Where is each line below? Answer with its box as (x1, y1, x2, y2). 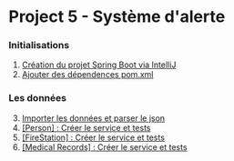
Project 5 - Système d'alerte (8, 6, 226, 27)
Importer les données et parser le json (21, 112, 166, 124)
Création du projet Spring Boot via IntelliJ (21, 59, 177, 70)
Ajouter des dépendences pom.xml (21, 69, 154, 80)
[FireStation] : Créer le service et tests (21, 132, 166, 143)
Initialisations (8, 39, 70, 52)
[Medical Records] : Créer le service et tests (21, 141, 188, 152)
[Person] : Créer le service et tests (21, 122, 151, 133)
